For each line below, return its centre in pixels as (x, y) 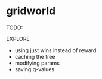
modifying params (37, 63)
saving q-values (35, 69)
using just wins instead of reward (55, 50)
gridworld (31, 11)
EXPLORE (18, 39)
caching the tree (35, 56)
